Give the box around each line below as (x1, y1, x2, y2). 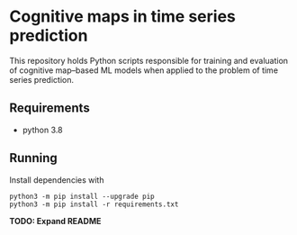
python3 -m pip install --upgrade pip (9, 192, 155, 201)
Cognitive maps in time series (9, 6, 236, 27)
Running (9, 150, 58, 166)
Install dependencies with (9, 174, 104, 185)
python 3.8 (22, 124, 63, 135)
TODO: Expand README (9, 215, 102, 226)
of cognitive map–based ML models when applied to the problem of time (9, 65, 279, 76)
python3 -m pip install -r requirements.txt (9, 200, 179, 209)
